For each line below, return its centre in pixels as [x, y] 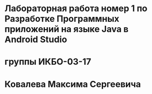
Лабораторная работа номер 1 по [76, 9]
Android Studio [36, 40]
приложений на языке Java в [67, 29]
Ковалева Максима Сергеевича [73, 84]
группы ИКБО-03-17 [48, 62]
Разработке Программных [62, 19]
